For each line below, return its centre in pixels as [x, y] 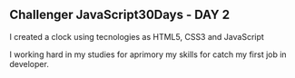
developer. [29, 63]
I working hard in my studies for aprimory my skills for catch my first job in [148, 54]
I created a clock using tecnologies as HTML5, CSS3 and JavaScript [137, 36]
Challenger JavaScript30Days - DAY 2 [119, 15]
